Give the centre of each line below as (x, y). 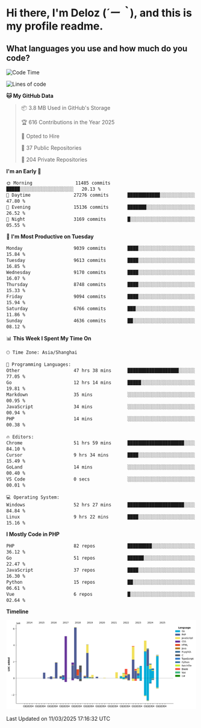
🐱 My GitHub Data (30, 96)
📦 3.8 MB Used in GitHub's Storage (66, 108)
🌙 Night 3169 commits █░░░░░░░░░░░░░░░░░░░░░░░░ (101, 219)
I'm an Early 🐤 (24, 171)
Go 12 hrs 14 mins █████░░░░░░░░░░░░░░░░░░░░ (101, 383)
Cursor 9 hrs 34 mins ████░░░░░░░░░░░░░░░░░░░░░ (101, 455)
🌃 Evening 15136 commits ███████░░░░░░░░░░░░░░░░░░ (101, 207)
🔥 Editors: (20, 437)
